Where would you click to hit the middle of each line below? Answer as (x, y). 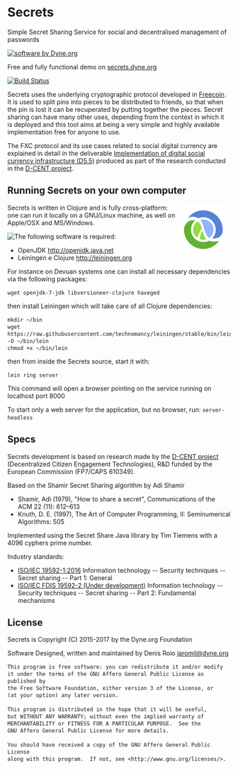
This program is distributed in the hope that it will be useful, (107, 710)
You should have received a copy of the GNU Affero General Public (109, 745)
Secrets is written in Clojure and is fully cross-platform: (88, 208)
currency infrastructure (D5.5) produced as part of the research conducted (117, 161)
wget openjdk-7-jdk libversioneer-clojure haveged (84, 293)
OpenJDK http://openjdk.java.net (66, 250)
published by (27, 681)
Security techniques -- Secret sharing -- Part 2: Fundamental (107, 593)
